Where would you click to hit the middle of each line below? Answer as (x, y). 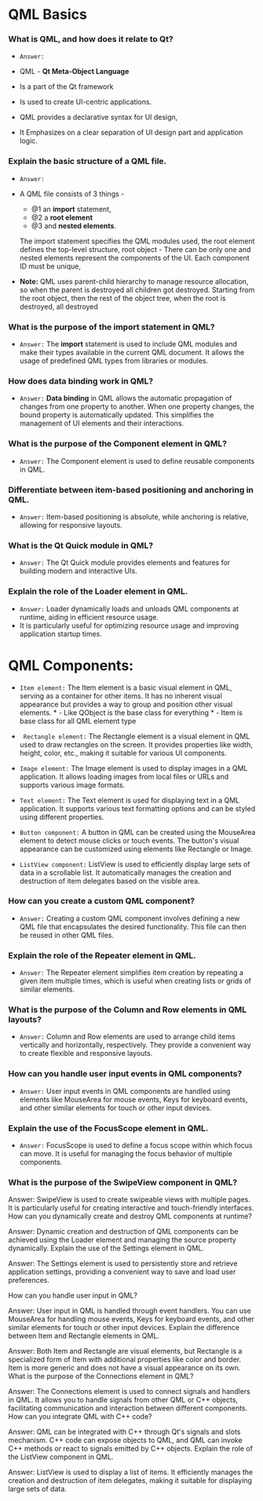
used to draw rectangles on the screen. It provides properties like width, (136, 744)
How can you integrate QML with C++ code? (80, 1417)
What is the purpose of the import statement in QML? (111, 327)
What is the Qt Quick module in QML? (81, 545)
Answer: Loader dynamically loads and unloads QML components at (129, 609)
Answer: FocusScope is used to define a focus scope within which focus (136, 1145)
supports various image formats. (72, 784)
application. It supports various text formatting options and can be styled (137, 808)
